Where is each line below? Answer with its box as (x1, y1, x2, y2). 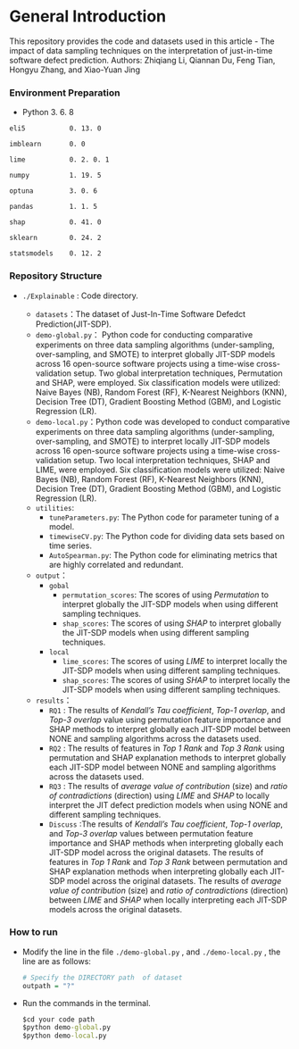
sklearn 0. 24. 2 (9, 234, 102, 243)
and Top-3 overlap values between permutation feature (48, 828, 253, 838)
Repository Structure (9, 270, 103, 282)
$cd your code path (21, 1015, 96, 1024)
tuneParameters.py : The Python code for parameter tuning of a (48, 512, 279, 522)
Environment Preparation (9, 87, 120, 99)
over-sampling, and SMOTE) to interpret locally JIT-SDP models (35, 436, 270, 446)
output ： (35, 570, 69, 580)
